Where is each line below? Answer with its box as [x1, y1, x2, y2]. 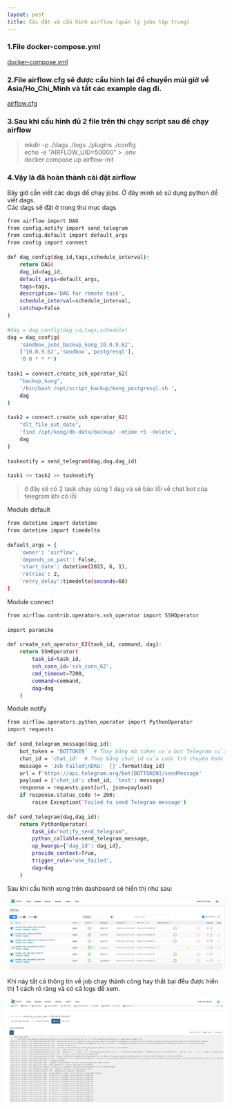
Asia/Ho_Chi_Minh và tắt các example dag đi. [7, 84, 162, 93]
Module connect [7, 597, 54, 606]
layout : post [7, 11, 45, 18]
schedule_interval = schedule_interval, [19, 298, 131, 305]
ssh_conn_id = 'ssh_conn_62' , [32, 663, 113, 670]
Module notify [7, 704, 47, 713]
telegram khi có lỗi [23, 492, 77, 501]
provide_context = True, [32, 850, 97, 857]
